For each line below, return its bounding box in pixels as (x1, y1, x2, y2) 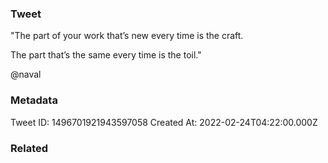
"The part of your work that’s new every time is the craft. (10, 30, 244, 42)
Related (10, 141, 49, 155)
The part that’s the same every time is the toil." (10, 49, 202, 61)
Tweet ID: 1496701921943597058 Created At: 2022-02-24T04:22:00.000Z (10, 116, 318, 128)
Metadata (10, 93, 58, 107)
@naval (10, 68, 42, 81)
